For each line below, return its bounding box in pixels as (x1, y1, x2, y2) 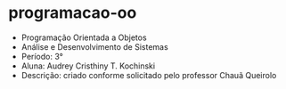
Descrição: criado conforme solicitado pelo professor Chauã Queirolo (20, 69, 277, 80)
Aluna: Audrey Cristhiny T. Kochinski (20, 61, 156, 71)
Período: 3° (20, 51, 63, 61)
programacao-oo (8, 3, 137, 23)
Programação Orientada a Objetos (20, 32, 148, 43)
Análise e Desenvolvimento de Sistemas (20, 41, 168, 52)
